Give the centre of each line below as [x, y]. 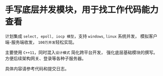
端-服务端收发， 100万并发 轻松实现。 [41, 42]
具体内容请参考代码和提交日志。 [37, 68]
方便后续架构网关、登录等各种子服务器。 [45, 58]
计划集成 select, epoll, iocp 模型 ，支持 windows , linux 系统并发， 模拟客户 [81, 36]
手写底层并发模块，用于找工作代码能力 [82, 10]
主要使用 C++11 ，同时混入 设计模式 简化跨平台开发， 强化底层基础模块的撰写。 [81, 52]
